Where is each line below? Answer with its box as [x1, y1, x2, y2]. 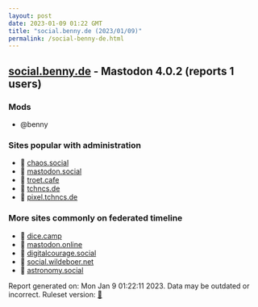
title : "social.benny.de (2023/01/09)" [8, 27, 143, 35]
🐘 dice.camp [19, 231, 62, 241]
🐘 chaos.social [19, 158, 69, 168]
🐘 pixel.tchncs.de [19, 192, 78, 202]
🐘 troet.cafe [19, 175, 60, 185]
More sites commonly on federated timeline [8, 212, 183, 224]
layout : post [8, 11, 52, 20]
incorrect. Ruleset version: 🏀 [8, 289, 102, 299]
